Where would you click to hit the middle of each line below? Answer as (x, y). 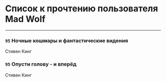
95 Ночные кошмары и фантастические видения (67, 41)
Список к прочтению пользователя (82, 9)
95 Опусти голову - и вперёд (41, 64)
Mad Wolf (25, 19)
